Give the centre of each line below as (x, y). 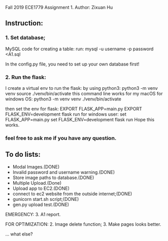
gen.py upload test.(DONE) (41, 204)
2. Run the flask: (26, 77)
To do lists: (23, 154)
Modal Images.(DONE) (36, 166)
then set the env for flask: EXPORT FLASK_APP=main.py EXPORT (74, 109)
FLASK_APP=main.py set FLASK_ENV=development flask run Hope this (80, 119)
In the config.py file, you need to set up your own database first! (72, 64)
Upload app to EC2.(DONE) (41, 188)
